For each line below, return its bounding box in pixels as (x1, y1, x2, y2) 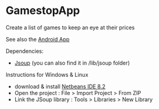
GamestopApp (5, 4, 80, 18)
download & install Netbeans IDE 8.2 (14, 83, 106, 90)
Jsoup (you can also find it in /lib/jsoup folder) (14, 59, 130, 66)
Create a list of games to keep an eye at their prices (5, 24, 135, 31)
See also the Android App (5, 35, 70, 43)
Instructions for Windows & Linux (5, 71, 89, 78)
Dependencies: (5, 47, 44, 55)
